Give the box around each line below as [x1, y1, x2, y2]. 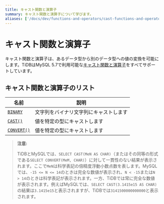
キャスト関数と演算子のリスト [5, 83, 95, 92]
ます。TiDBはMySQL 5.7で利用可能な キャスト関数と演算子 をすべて [9, 62, 143, 68]
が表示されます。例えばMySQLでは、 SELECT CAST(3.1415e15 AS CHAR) [17, 182, 157, 187]
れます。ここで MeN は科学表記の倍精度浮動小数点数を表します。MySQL [17, 163, 158, 169]
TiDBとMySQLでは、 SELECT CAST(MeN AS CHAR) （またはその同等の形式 [17, 151, 159, 157]
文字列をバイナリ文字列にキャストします [35, 109, 128, 116]
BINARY [7, 109, 23, 115]
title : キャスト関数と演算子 [5, 7, 57, 12]
